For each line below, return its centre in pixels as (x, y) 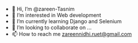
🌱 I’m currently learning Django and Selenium (67, 21)
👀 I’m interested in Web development (56, 15)
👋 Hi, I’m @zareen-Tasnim (43, 9)
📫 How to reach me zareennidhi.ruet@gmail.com (72, 34)
